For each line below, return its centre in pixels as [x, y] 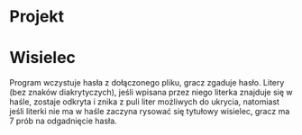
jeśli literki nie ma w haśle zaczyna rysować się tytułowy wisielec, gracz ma [150, 112]
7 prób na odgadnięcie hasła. [63, 121]
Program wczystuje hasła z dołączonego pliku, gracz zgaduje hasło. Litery [147, 83]
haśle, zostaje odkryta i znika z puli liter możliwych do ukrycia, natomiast [144, 102]
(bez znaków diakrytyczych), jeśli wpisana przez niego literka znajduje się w [151, 93]
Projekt [37, 17]
